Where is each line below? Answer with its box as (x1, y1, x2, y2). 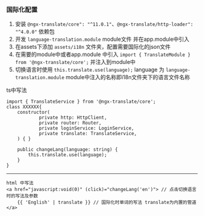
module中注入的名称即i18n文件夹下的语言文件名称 (66, 74, 190, 81)
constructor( (17, 110, 50, 116)
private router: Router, (38, 120, 102, 126)
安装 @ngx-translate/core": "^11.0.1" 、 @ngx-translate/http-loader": (15, 20, 194, 28)
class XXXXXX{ (6, 104, 42, 110)
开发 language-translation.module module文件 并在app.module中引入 (15, 35, 190, 43)
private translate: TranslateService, (38, 131, 137, 137)
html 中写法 (6, 180, 34, 186)
